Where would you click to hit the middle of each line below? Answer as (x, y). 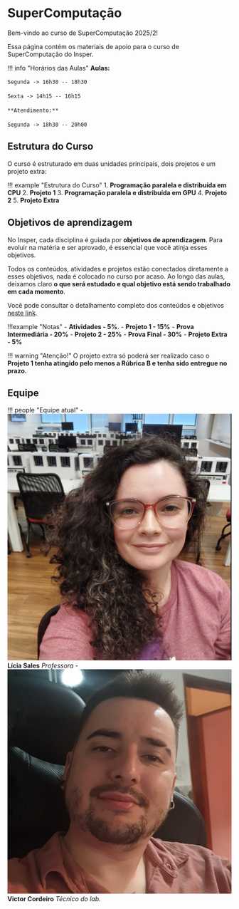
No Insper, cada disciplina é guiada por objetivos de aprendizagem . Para (115, 239)
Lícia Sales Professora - (43, 666)
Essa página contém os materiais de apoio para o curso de (94, 46)
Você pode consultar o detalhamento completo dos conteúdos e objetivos (116, 305)
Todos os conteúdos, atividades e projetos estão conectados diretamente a (118, 269)
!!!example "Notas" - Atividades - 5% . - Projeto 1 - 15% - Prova (101, 326)
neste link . (22, 313)
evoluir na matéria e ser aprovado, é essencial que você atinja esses (107, 247)
